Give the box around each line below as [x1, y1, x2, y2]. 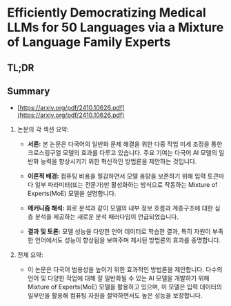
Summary [7, 85, 50, 97]
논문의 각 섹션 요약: [17, 125, 69, 134]
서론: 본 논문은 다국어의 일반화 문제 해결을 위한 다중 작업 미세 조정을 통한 [27, 140, 223, 148]
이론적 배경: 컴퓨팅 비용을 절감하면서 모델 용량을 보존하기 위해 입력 [27, 172, 206, 181]
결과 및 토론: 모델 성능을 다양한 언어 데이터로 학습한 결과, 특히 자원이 [27, 227, 211, 236]
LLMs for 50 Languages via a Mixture [7, 19, 224, 35]
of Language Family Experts [7, 35, 171, 50]
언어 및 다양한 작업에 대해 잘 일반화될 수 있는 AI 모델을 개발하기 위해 [27, 274, 210, 282]
